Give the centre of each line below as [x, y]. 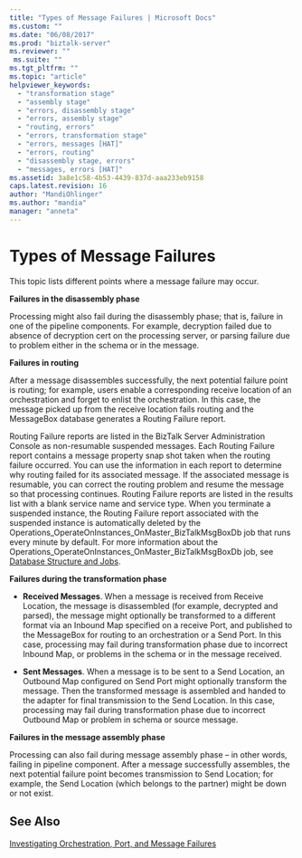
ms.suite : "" [38, 60]
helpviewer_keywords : [50, 85]
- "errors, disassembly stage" [76, 110]
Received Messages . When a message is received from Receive [143, 596]
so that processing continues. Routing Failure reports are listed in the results [151, 493]
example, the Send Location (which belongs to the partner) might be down [148, 783]
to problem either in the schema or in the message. [104, 345]
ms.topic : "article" [48, 77]
